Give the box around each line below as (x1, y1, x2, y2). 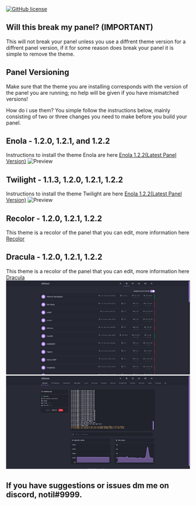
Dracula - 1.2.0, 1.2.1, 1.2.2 (6, 252, 103, 262)
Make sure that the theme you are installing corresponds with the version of (6, 83, 188, 90)
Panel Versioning (6, 67, 69, 77)
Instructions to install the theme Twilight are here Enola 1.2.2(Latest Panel (6, 190, 182, 197)
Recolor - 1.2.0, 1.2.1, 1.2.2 (6, 214, 103, 224)
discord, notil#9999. (6, 489, 83, 500)
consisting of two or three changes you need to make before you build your (6, 113, 188, 120)
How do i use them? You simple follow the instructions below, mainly (6, 107, 170, 114)
